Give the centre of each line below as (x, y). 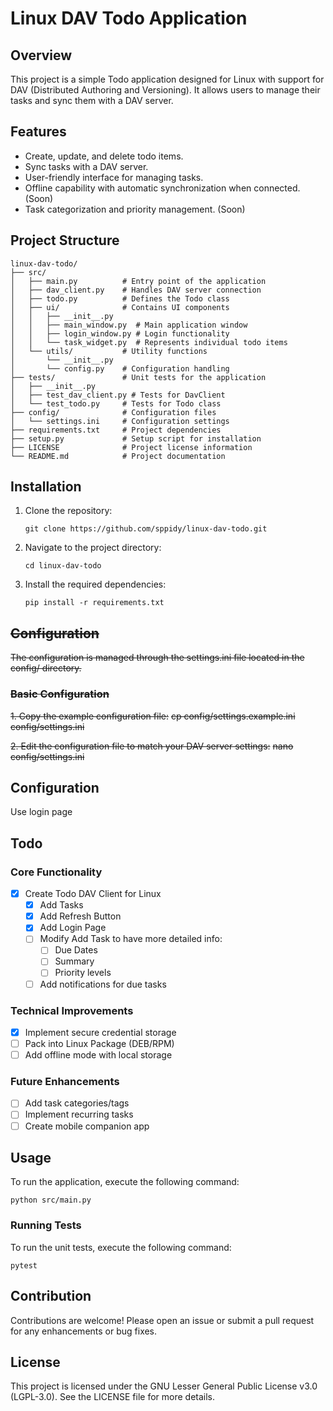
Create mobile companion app (87, 1126)
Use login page (41, 812)
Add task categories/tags (77, 1103)
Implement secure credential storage (100, 1032)
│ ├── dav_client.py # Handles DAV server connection (136, 290)
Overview (41, 55)
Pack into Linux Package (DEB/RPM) (99, 1043)
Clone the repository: (68, 511)
